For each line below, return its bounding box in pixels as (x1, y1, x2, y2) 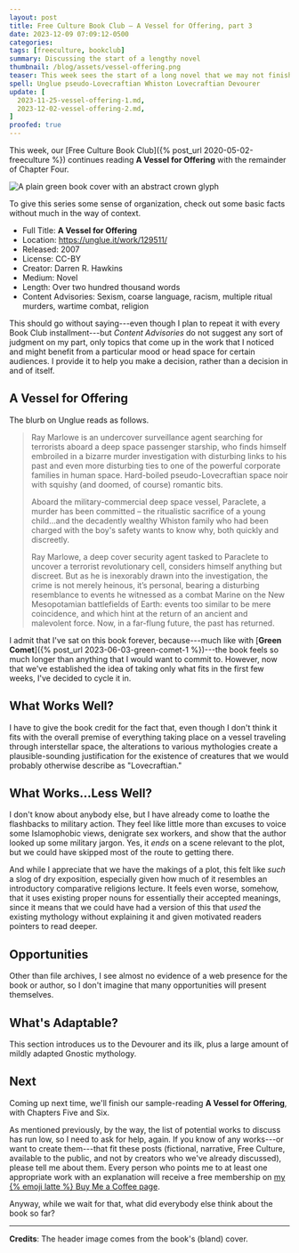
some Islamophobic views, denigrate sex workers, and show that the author (9, 829, 287, 839)
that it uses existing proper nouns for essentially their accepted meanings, (9, 893, 281, 903)
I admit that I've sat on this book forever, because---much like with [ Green (9, 635, 282, 645)
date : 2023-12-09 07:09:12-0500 (9, 29, 129, 38)
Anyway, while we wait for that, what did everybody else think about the (9, 1198, 273, 1209)
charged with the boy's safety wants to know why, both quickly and (30, 524, 279, 535)
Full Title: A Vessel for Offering (21, 225, 138, 236)
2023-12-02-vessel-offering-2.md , (17, 104, 145, 113)
